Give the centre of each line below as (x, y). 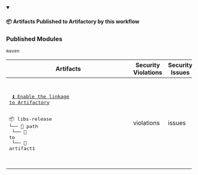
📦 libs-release (31, 119)
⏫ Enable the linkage (40, 96)
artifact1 (22, 148)
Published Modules (34, 39)
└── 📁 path (24, 126)
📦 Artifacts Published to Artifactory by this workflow (73, 21)
